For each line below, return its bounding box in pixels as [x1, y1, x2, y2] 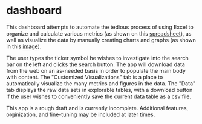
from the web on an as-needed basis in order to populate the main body [6, 67, 186, 74]
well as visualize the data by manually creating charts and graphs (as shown [6, 36, 197, 43]
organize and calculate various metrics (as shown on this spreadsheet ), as [6, 29, 192, 37]
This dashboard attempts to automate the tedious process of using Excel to [6, 23, 194, 31]
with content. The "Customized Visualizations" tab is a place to [6, 73, 163, 81]
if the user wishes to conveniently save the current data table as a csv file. [6, 93, 192, 100]
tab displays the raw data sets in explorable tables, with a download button [6, 86, 193, 93]
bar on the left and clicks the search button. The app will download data [6, 61, 186, 68]
